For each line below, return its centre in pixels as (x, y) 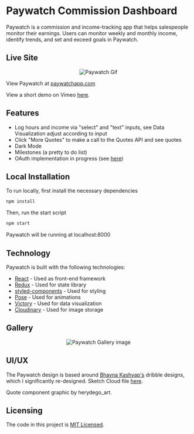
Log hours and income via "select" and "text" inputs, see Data (89, 127)
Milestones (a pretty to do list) (51, 152)
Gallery (20, 328)
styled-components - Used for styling (60, 291)
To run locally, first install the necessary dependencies (72, 191)
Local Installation (38, 177)
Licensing (24, 410)
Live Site (22, 58)
